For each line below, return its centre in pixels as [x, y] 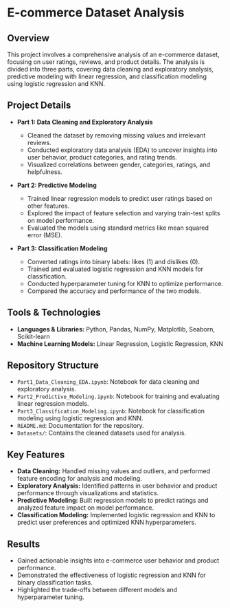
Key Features [36, 454]
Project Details [39, 106]
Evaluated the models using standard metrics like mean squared [118, 228]
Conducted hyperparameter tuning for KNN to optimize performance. [125, 283]
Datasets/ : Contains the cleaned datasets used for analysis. [102, 433]
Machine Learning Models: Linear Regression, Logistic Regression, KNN [120, 344]
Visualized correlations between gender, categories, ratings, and [119, 164]
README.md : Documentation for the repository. [80, 426]
